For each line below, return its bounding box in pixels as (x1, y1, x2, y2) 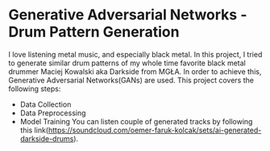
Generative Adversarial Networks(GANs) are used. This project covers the (8, 75, 254, 85)
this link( (19, 125, 49, 135)
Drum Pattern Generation (8, 23, 180, 41)
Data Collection (19, 99, 72, 109)
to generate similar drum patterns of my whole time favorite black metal (8, 58, 246, 68)
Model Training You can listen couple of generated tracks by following (19, 116, 253, 126)
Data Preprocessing (19, 107, 86, 118)
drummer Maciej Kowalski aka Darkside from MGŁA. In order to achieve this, (8, 66, 262, 76)
